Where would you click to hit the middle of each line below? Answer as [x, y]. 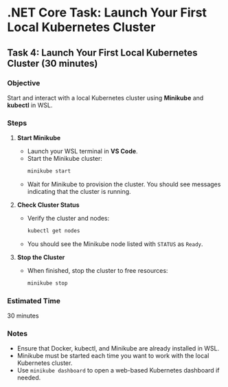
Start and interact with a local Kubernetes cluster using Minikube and [105, 98]
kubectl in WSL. [30, 105]
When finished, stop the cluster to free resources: [98, 270]
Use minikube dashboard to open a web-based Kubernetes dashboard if [118, 371]
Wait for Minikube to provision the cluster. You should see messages [124, 184]
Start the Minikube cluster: [65, 159]
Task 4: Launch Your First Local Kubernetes [102, 53]
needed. [29, 378]
